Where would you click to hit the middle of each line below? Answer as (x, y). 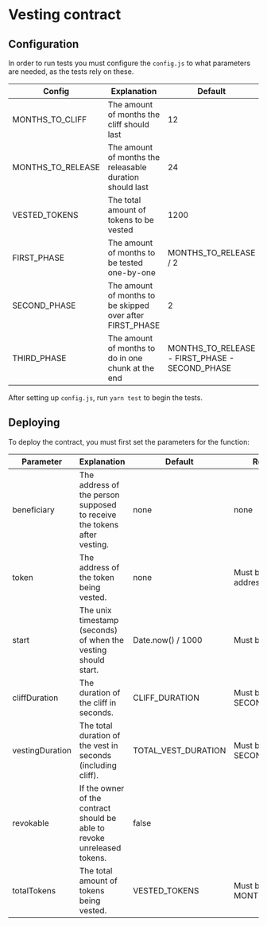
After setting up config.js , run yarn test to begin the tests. (105, 398)
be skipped (128, 305)
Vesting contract (65, 15)
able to (92, 827)
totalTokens (34, 890)
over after (126, 315)
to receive (98, 515)
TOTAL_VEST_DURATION (179, 750)
